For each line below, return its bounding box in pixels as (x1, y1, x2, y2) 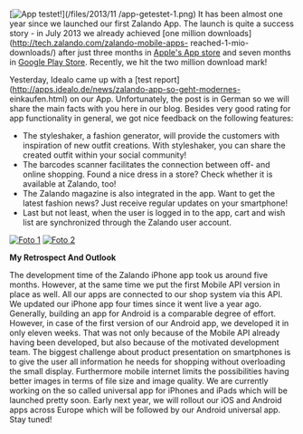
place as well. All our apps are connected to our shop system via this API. (9, 289, 283, 299)
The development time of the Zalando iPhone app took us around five (9, 270, 269, 280)
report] (153, 74, 180, 85)
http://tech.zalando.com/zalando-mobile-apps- (12, 37, 188, 48)
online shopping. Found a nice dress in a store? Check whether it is (22, 169, 273, 179)
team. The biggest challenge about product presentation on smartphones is (9, 347, 291, 357)
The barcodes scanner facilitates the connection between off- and (22, 159, 270, 169)
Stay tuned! (9, 414, 52, 425)
